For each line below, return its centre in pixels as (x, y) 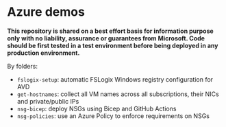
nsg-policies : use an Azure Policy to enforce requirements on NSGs (113, 116)
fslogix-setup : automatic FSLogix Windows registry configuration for (115, 79)
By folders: (22, 66)
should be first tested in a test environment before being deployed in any (113, 45)
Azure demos (46, 12)
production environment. (43, 53)
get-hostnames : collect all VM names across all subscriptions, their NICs (118, 94)
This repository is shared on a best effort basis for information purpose (110, 31)
